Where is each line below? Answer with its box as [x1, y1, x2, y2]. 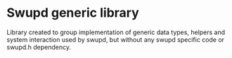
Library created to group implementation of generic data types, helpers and [6, 28, 226, 36]
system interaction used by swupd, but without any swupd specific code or [6, 35, 225, 43]
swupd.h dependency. [6, 43, 72, 51]
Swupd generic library [6, 5, 139, 21]
